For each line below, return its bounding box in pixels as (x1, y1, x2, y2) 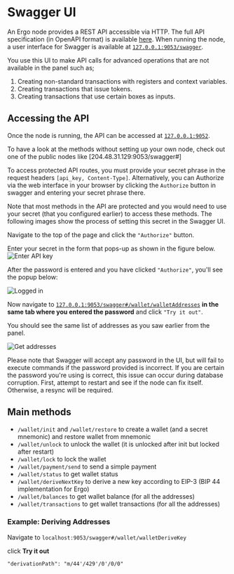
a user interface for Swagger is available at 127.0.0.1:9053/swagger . (7, 42, 204, 51)
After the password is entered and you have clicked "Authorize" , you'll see (7, 265, 223, 274)
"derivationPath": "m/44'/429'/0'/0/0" (7, 560, 124, 567)
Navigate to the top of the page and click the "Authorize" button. (7, 230, 195, 239)
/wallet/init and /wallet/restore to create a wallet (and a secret (17, 425, 208, 433)
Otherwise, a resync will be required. (7, 385, 113, 394)
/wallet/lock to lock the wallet (17, 454, 106, 463)
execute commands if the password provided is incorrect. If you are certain (7, 363, 225, 371)
